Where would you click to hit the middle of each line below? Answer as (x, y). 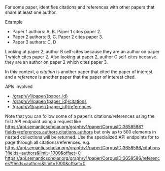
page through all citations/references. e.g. (48, 142)
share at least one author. (31, 12)
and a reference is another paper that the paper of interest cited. (71, 77)
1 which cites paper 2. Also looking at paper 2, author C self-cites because (81, 57)
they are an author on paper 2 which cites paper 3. (57, 62)
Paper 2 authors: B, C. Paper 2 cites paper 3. (58, 37)
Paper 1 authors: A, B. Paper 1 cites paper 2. (57, 31)
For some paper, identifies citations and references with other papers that (80, 7)
